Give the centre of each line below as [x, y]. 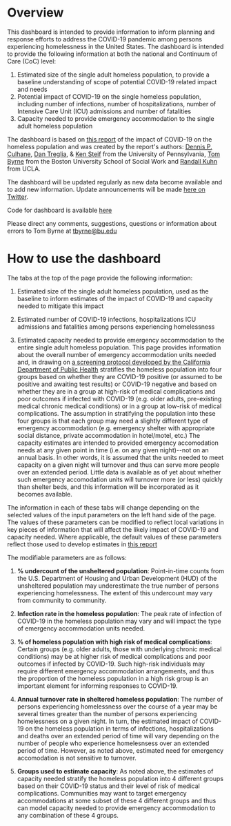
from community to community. [62, 600]
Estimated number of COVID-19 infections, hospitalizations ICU [107, 319]
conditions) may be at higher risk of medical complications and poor [114, 656]
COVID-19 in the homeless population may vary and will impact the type [119, 621]
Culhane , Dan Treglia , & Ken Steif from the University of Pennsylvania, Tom [114, 154]
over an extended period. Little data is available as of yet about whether [119, 472]
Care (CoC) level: [32, 61]
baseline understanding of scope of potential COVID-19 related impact [117, 81]
